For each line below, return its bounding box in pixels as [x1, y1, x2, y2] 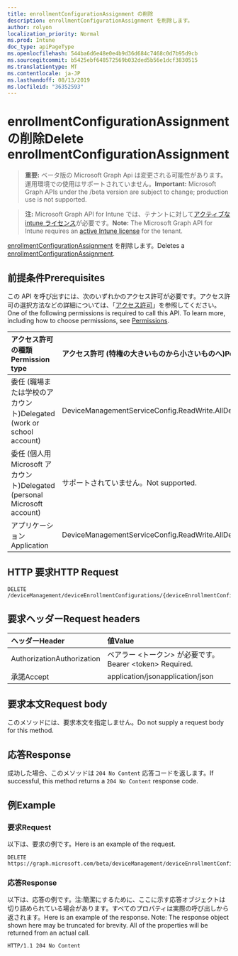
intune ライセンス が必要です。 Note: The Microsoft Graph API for [24, 219, 213, 227]
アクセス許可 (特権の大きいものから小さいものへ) [62, 349, 225, 359]
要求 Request [7, 822, 52, 832]
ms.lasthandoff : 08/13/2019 [7, 76, 91, 84]
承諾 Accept [11, 672, 50, 682]
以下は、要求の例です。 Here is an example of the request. [7, 840, 176, 848]
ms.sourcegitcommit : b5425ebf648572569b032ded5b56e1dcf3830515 [7, 57, 198, 64]
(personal [11, 490, 43, 499]
